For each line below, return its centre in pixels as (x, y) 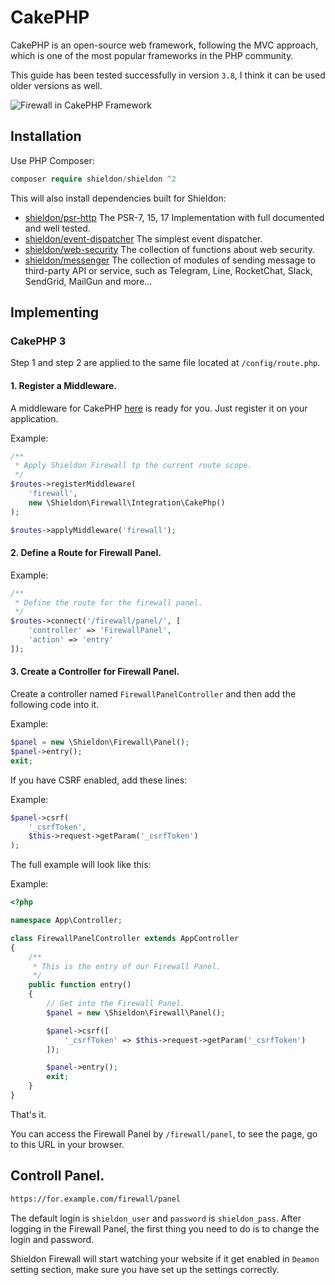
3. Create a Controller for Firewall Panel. (95, 672)
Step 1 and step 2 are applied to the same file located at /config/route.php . (165, 363)
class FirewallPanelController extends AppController (125, 938)
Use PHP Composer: (52, 160)
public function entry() (80, 985)
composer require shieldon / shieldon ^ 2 (93, 179)
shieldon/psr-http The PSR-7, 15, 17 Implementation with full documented (174, 217)
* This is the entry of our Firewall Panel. (127, 966)
